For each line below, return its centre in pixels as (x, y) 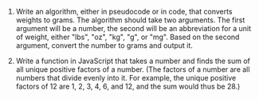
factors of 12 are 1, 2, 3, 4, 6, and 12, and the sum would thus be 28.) (128, 86)
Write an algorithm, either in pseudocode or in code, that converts (124, 12)
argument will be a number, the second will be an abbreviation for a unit (133, 28)
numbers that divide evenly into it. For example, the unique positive (126, 78)
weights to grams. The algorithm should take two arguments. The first (130, 20)
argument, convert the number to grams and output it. (104, 46)
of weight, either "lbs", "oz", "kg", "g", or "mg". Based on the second (128, 37)
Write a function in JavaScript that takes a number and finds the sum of (133, 61)
